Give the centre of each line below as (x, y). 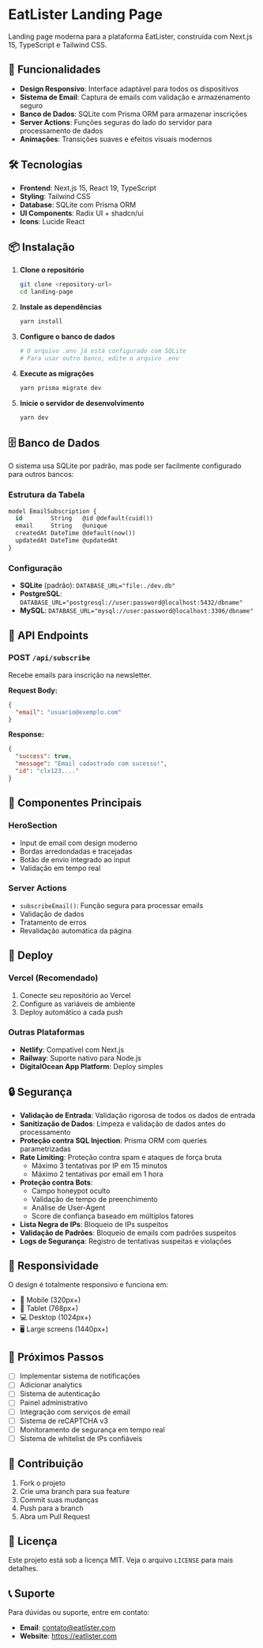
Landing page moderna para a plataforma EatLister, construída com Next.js (130, 36)
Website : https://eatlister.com (68, 1636)
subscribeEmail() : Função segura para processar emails (111, 905)
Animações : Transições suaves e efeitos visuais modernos (116, 139)
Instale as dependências (61, 307)
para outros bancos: (41, 475)
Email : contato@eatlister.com (68, 1627)
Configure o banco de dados (68, 336)
